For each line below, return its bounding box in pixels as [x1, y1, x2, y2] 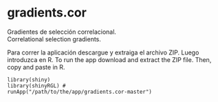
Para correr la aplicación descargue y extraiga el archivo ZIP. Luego [7, 48, 199, 57]
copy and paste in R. [7, 63, 65, 71]
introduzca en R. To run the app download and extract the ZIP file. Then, [7, 55, 212, 63]
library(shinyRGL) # [7, 82, 67, 89]
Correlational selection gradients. [7, 34, 102, 43]
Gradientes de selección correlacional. [7, 28, 117, 36]
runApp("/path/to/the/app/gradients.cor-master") [7, 88, 153, 95]
